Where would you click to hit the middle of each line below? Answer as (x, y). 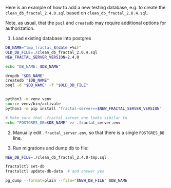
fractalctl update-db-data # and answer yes (55, 172)
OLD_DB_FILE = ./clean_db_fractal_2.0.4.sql (51, 52)
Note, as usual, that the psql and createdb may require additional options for (86, 23)
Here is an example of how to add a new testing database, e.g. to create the (85, 7)
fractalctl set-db (25, 166)
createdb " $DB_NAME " (27, 81)
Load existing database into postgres (52, 38)
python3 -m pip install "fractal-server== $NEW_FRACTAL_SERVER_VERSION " (83, 108)
